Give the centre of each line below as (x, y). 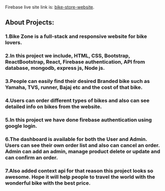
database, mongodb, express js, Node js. (55, 68)
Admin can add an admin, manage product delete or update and (83, 151)
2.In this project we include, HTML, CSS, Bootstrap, (68, 56)
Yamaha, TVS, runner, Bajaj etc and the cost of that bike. (74, 87)
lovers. (14, 43)
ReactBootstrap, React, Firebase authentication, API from (75, 62)
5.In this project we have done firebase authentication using (79, 120)
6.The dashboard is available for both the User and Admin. (76, 139)
